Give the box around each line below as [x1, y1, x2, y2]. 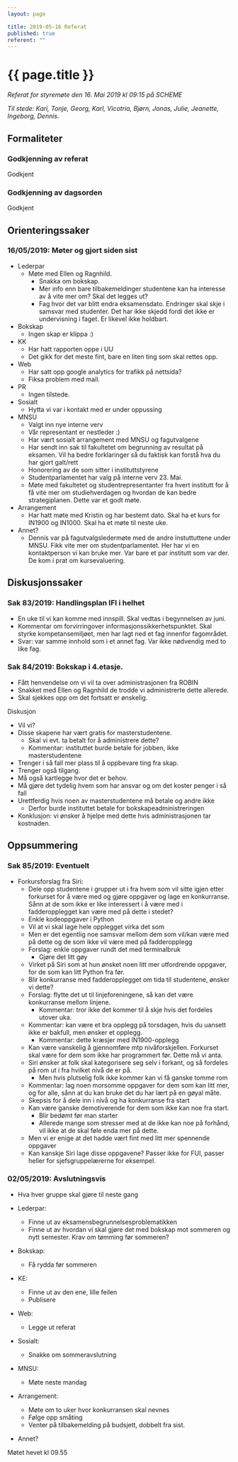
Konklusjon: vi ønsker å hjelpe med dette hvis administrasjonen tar [17, 811, 211, 820]
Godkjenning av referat [7, 153, 89, 163]
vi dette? [28, 982, 54, 991]
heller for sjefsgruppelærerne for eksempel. [28, 1156, 156, 1165]
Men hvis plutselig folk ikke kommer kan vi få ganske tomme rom [38, 1073, 228, 1082]
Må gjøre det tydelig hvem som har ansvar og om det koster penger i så [17, 781, 227, 789]
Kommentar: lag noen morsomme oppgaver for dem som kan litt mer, [28, 1081, 230, 1089]
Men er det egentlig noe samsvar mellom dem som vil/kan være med [28, 930, 229, 938]
